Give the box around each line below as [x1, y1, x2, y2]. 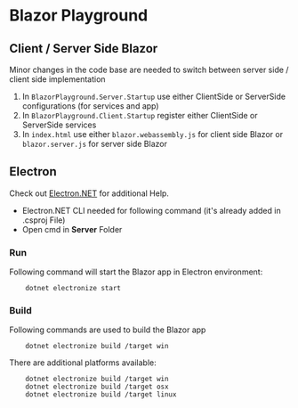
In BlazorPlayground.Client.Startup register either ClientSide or [21, 110, 258, 120]
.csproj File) [21, 215, 66, 225]
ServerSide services [21, 119, 97, 130]
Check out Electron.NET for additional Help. [9, 188, 169, 199]
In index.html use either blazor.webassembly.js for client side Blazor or [21, 129, 283, 139]
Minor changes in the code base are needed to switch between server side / [9, 64, 289, 75]
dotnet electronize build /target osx [25, 382, 169, 392]
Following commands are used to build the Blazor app [9, 324, 206, 335]
